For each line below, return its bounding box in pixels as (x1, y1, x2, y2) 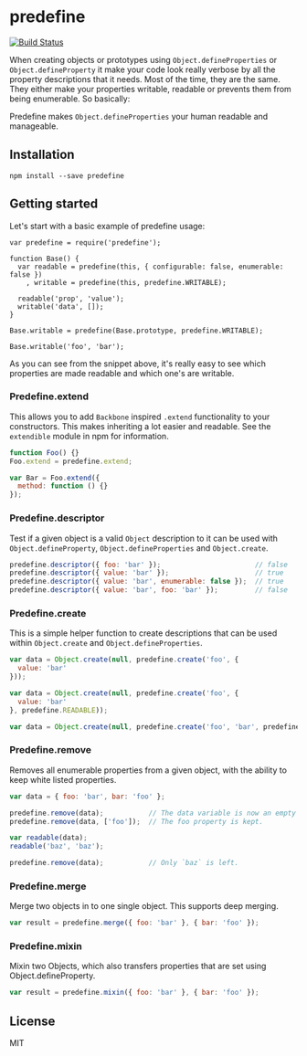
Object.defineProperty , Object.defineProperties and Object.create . (9, 542, 269, 554)
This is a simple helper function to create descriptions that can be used (9, 628, 278, 639)
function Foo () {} (9, 448, 79, 458)
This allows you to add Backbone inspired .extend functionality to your (9, 411, 270, 422)
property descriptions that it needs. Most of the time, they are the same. (9, 73, 281, 84)
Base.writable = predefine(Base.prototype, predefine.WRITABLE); (9, 326, 263, 335)
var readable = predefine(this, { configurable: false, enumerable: (17, 262, 284, 271)
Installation (9, 147, 75, 163)
